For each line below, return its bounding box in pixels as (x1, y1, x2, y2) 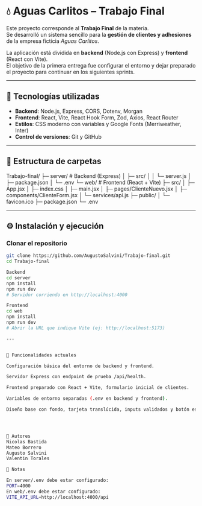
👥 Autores (6, 433, 31, 439)
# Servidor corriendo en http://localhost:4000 (6, 291, 128, 298)
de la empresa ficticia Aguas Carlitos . (6, 37, 99, 45)
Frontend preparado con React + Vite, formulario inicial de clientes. (6, 385, 189, 391)
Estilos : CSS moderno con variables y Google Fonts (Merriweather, (14, 120, 182, 127)
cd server (6, 274, 31, 281)
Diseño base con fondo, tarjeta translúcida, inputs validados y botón (6, 406, 189, 413)
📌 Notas (6, 466, 26, 473)
